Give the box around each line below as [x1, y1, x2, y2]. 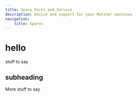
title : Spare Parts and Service [5, 7, 72, 12]
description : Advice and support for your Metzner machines [5, 12, 133, 17]
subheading [5, 73, 43, 82]
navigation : [5, 16, 30, 21]
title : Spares [14, 21, 43, 26]
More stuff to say [5, 86, 40, 92]
